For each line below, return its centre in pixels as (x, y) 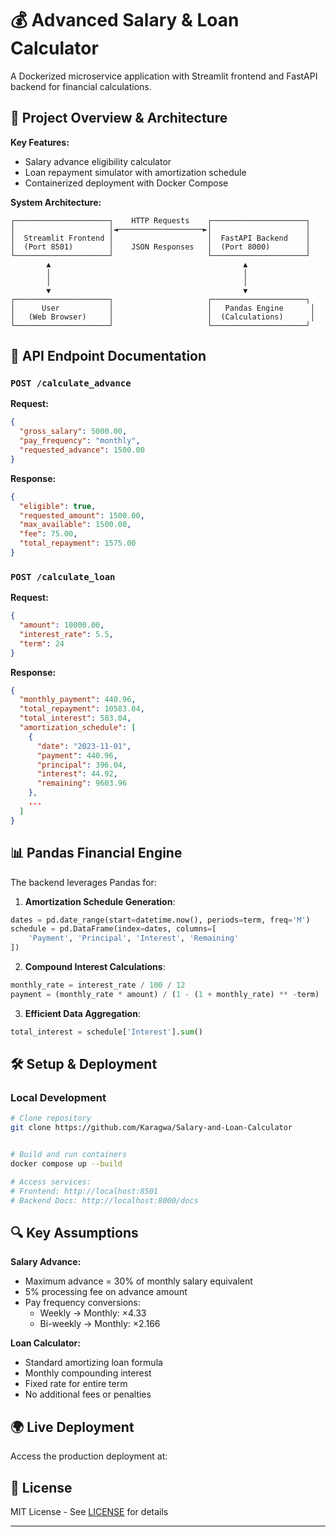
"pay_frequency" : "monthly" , (80, 441)
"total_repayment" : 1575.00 (78, 543)
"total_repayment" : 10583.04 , (82, 709)
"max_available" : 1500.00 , (75, 525)
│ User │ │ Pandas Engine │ (162, 308)
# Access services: (51, 1182)
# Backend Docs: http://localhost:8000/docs (104, 1200)
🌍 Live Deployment (72, 1427)
